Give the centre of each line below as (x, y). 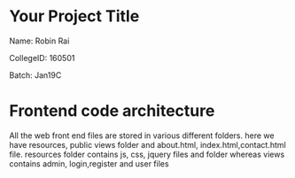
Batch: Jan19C (35, 75)
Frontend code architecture (112, 111)
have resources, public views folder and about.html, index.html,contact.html (147, 144)
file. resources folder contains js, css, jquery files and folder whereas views (147, 154)
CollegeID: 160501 (42, 58)
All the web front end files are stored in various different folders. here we (142, 135)
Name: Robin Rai (39, 41)
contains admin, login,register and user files (89, 163)
